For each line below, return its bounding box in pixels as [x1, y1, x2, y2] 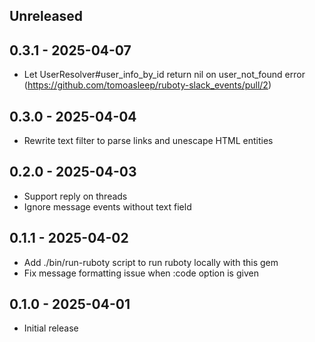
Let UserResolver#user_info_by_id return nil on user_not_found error [23, 69, 306, 81]
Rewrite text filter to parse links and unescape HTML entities [23, 135, 274, 147]
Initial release [23, 322, 79, 334]
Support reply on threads [23, 190, 128, 202]
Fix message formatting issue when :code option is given [23, 267, 259, 279]
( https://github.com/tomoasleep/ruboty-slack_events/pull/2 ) [23, 79, 272, 91]
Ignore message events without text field [23, 200, 192, 213]
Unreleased [9, 8, 84, 25]
